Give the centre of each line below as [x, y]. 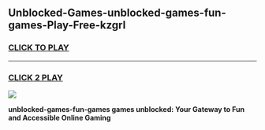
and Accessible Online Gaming [60, 117]
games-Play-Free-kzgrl [67, 26]
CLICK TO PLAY [39, 48]
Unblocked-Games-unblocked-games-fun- [117, 13]
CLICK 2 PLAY [35, 77]
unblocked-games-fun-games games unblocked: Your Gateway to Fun [127, 109]
